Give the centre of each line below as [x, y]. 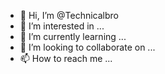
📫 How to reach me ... [66, 58]
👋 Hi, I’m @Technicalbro [69, 15]
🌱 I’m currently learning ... [73, 36]
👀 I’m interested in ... [62, 26]
